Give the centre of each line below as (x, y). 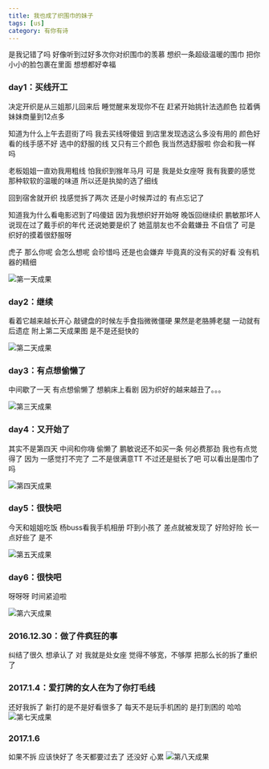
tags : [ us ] (26, 23)
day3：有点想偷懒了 (47, 370)
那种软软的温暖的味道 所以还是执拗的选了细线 (83, 181)
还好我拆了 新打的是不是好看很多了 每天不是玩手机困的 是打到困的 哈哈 (125, 706)
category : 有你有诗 (39, 31)
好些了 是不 (34, 537)
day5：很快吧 (35, 508)
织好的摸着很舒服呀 (40, 234)
